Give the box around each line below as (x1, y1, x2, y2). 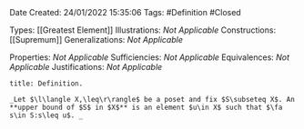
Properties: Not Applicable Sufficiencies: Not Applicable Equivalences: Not (9, 52, 289, 63)
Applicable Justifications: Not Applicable (9, 62, 163, 72)
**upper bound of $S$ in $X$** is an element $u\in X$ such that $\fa (9, 103, 283, 112)
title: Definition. (9, 79, 84, 88)
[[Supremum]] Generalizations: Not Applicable (9, 35, 184, 45)
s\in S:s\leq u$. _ (9, 111, 84, 120)
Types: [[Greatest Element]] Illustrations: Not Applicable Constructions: (9, 25, 276, 35)
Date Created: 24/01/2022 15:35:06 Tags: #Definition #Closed (9, 7, 241, 17)
